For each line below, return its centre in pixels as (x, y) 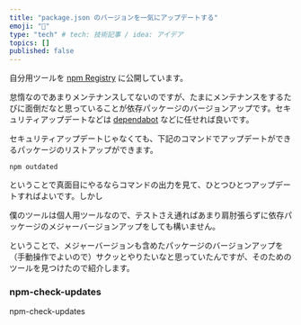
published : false (42, 51)
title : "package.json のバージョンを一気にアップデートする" (114, 18)
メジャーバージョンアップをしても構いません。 (134, 227)
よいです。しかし (71, 196)
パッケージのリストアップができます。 (88, 150)
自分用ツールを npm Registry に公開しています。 (99, 78)
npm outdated (34, 167)
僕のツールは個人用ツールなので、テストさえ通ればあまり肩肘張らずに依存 (147, 215)
